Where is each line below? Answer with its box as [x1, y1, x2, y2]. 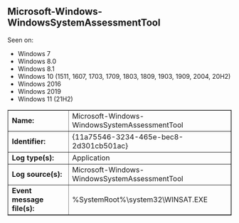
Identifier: [11, 136, 46, 146]
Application [72, 153, 110, 163]
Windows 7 [17, 49, 51, 58]
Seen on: [7, 36, 34, 44]
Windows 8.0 [17, 57, 57, 65]
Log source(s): [11, 169, 63, 179]
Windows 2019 [17, 87, 62, 95]
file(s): [11, 203, 35, 213]
